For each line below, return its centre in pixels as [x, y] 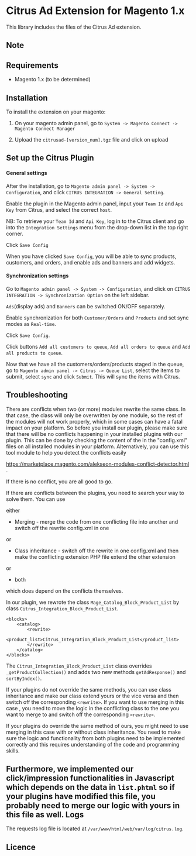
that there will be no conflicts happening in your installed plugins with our [94, 434]
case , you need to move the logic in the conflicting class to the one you [93, 708]
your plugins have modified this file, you [81, 796]
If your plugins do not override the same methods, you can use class [89, 689]
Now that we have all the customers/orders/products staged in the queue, [95, 364]
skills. [13, 751]
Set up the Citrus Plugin [50, 158]
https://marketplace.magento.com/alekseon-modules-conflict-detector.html [98, 464]
